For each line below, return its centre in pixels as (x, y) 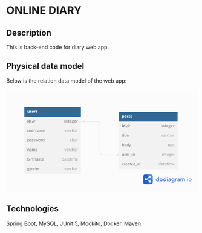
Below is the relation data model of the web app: (67, 81)
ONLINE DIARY (44, 11)
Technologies (33, 209)
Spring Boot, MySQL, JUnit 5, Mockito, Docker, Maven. (74, 223)
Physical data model (45, 66)
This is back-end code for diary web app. (58, 47)
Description (29, 33)
